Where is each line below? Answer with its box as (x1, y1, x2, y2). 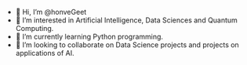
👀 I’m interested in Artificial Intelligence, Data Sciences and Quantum (15, 15, 238, 25)
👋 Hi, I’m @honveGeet (15, 8, 87, 16)
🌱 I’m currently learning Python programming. (15, 32, 163, 41)
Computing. (15, 24, 54, 32)
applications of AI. (15, 49, 74, 57)
